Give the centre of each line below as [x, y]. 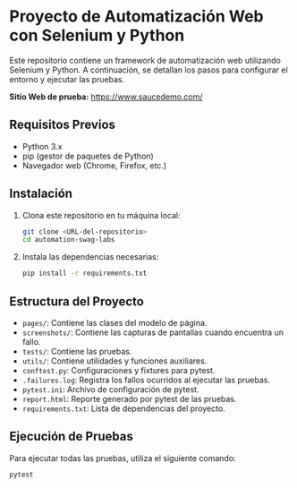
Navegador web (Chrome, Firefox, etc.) [94, 165]
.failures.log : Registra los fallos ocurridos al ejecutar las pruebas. [146, 380]
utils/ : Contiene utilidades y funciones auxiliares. [115, 361]
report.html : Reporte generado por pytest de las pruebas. [129, 399]
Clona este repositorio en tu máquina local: [101, 215]
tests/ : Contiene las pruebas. [77, 351]
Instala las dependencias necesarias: [90, 257]
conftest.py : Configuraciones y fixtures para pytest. [119, 370]
